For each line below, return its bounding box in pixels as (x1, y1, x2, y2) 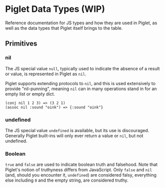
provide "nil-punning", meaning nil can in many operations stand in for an (5, 86, 157, 92)
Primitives (5, 40, 37, 48)
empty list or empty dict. (5, 91, 56, 97)
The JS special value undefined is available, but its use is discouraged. (5, 127, 150, 133)
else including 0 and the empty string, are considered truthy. (5, 177, 129, 184)
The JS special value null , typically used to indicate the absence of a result (5, 65, 160, 71)
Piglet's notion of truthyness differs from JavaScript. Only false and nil (5, 167, 153, 173)
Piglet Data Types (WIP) (5, 3, 105, 15)
